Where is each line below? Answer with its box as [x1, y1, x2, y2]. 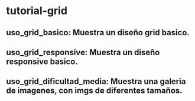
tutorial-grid [6, 4, 68, 18]
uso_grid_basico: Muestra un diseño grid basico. [6, 28, 190, 38]
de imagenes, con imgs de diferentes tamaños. [6, 86, 183, 96]
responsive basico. [6, 56, 78, 66]
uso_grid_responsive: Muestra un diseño [6, 47, 160, 57]
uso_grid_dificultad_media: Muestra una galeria [6, 76, 186, 86]
